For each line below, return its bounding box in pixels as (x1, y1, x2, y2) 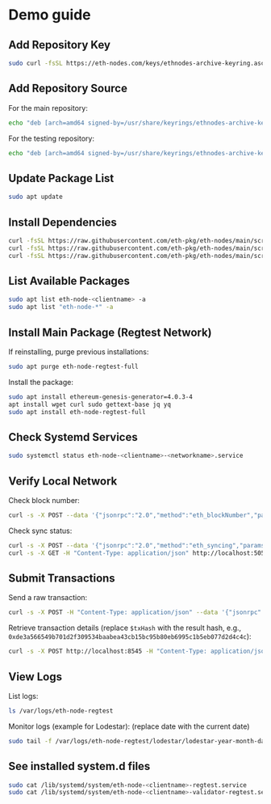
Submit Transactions (8, 571, 115, 585)
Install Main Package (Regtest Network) (8, 325, 212, 339)
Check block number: (8, 495, 81, 505)
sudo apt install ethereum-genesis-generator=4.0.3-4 (8, 392, 194, 401)
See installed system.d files (8, 760, 151, 773)
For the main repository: (8, 103, 89, 112)
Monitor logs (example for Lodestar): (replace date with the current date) (8, 721, 250, 731)
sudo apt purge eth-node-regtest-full (8, 362, 139, 370)
